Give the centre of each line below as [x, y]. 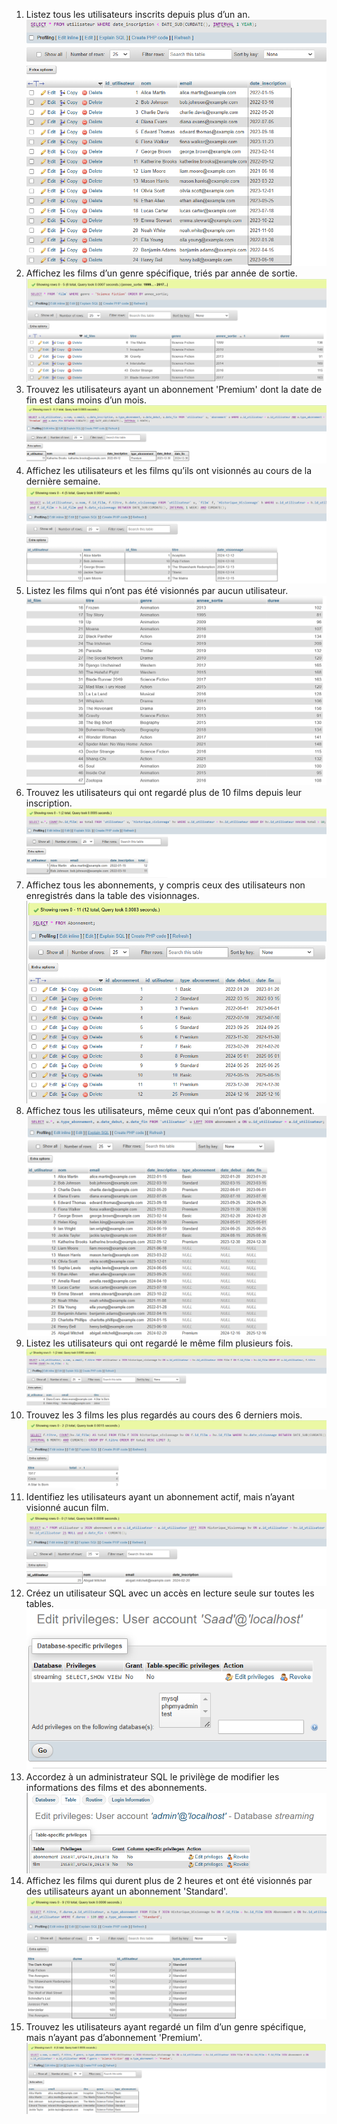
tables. [39, 1604]
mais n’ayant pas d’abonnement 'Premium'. [114, 2037]
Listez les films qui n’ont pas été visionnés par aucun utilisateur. [157, 590]
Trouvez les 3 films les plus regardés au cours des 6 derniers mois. [164, 1415]
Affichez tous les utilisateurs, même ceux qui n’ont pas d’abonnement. [170, 1111]
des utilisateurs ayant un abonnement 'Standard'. [127, 1891]
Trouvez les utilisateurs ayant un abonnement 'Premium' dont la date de [174, 389]
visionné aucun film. [67, 1507]
